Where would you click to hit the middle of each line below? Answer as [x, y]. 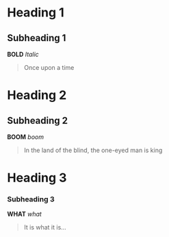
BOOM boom [26, 137]
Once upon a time [49, 67]
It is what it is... [45, 227]
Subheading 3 [31, 199]
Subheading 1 [37, 38]
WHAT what [25, 214]
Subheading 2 [38, 120]
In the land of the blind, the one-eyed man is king [93, 150]
